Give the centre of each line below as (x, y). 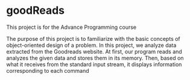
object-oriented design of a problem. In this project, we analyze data (91, 45)
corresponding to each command (48, 70)
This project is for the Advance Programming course (71, 27)
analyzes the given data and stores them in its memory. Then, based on (95, 58)
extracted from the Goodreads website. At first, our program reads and (94, 51)
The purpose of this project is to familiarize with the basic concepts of (93, 38)
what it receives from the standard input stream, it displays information (94, 64)
